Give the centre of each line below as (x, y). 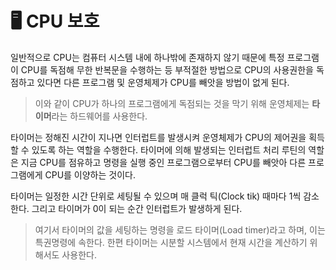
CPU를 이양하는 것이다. (90, 174)
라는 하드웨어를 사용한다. (99, 116)
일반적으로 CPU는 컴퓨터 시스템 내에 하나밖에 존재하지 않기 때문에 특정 (147, 57)
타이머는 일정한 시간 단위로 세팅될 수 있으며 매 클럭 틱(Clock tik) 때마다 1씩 (156, 196)
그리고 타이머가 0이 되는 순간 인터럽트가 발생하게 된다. (137, 208)
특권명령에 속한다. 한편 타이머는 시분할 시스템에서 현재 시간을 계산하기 (171, 242)
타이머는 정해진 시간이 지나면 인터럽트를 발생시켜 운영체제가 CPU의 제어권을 (158, 137)
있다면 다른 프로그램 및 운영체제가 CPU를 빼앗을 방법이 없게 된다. (163, 82)
